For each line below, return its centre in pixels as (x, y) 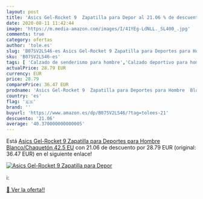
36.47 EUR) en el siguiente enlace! (49, 154)
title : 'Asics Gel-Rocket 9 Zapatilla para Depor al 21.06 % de (90, 17)
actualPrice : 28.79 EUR (36, 68)
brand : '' (19, 107)
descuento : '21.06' (31, 118)
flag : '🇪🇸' (21, 101)
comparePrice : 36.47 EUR (37, 85)
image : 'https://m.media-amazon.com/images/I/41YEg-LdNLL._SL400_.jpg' (98, 29)
